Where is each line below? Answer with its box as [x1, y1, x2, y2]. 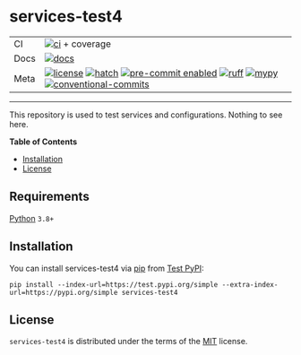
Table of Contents [9, 136, 78, 147]
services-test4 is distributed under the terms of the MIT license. [9, 336, 248, 347]
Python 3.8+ [9, 212, 55, 223]
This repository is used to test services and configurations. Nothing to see [9, 109, 283, 120]
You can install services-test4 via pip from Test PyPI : [9, 263, 204, 273]
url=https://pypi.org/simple [9, 288, 118, 297]
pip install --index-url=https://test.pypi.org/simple [9, 280, 219, 289]
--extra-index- [221, 280, 279, 289]
